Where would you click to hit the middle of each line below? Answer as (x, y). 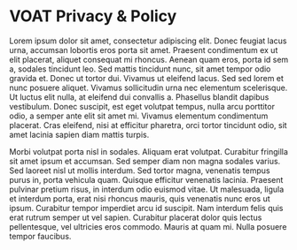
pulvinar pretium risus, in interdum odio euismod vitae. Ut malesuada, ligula (147, 189)
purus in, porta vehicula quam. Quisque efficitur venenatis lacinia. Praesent (146, 179)
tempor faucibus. (40, 236)
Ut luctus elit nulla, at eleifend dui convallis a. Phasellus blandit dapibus (139, 97)
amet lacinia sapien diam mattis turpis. (79, 134)
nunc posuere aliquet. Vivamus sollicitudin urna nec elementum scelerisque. (148, 87)
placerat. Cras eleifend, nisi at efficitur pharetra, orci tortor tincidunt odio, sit (148, 125)
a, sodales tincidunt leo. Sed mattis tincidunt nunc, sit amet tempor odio (140, 69)
